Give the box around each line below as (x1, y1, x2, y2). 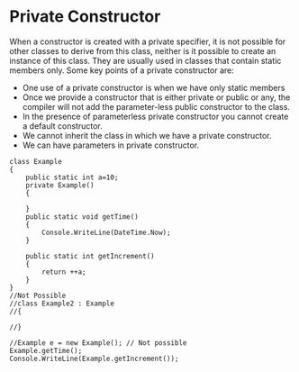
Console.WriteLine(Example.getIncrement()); (9, 354, 179, 363)
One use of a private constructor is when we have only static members (22, 82, 285, 93)
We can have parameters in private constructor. (22, 140, 200, 150)
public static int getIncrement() (25, 251, 155, 260)
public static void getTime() (25, 212, 140, 222)
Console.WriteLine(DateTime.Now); (41, 228, 171, 237)
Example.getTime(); (9, 346, 83, 355)
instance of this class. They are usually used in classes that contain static (9, 55, 282, 66)
